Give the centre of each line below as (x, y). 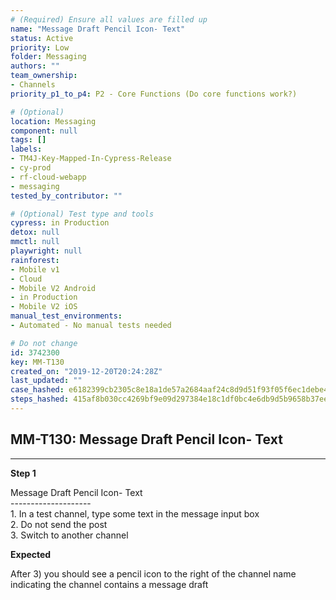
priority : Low (40, 47)
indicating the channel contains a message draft (109, 584)
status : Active (42, 38)
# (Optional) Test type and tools (82, 214)
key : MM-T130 (37, 362)
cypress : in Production (60, 223)
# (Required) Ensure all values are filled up (109, 19)
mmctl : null (35, 242)
